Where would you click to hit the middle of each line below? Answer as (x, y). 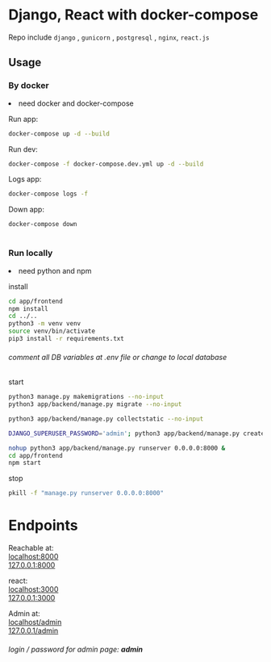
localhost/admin (35, 622)
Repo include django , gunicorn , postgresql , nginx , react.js (109, 37)
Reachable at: (31, 548)
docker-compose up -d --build (59, 134)
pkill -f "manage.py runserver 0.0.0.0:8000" (86, 493)
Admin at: (24, 614)
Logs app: (25, 179)
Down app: (26, 209)
